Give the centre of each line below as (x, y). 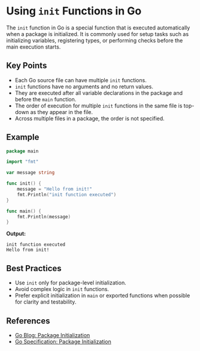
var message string (31, 173)
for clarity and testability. (46, 302)
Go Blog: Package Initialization (52, 335)
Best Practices (34, 268)
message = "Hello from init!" (55, 189)
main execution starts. (34, 47)
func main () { (24, 211)
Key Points (27, 66)
